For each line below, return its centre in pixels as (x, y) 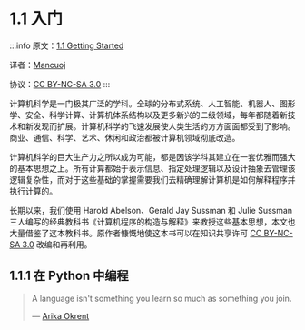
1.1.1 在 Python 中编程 (69, 276)
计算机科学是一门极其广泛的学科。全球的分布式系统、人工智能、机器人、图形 (152, 103)
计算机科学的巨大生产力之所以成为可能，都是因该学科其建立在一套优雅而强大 (152, 156)
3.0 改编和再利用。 (57, 244)
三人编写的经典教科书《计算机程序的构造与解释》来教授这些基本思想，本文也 (152, 221)
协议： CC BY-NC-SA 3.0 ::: (60, 84)
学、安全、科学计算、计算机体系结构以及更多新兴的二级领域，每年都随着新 (148, 115)
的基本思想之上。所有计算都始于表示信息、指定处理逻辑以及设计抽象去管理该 (152, 168)
